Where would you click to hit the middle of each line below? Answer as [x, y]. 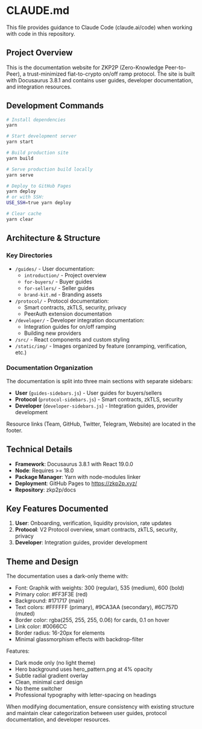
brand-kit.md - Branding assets [63, 294]
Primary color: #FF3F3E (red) [51, 595]
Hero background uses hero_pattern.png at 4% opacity [84, 669]
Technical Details [39, 450]
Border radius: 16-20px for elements [60, 633]
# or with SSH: [25, 197]
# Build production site [37, 153]
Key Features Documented [57, 509]
